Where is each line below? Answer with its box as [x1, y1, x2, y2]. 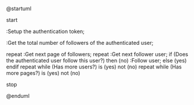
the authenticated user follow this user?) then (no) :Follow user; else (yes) [6, 57, 187, 64]
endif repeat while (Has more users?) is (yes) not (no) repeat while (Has [6, 63, 182, 70]
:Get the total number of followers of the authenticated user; [6, 40, 154, 46]
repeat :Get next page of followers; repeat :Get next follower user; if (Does [6, 51, 189, 58]
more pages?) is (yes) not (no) [6, 70, 80, 76]
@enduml [6, 93, 30, 99]
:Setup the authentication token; [6, 28, 85, 35]
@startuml [6, 5, 32, 12]
